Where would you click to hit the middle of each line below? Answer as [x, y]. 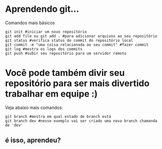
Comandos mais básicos [30, 23]
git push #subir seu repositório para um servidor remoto [66, 53]
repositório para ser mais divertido [77, 84]
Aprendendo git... [42, 9]
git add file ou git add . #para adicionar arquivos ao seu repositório [81, 36]
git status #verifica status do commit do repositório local [69, 40]
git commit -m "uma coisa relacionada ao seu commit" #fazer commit [77, 45]
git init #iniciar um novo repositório [46, 32]
